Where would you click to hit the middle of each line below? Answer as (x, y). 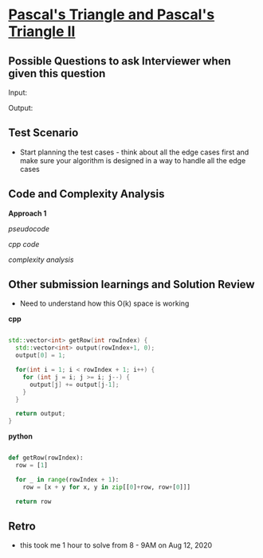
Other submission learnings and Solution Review (131, 285)
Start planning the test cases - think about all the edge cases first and (134, 152)
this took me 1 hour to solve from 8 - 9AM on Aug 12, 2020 (116, 545)
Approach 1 (27, 213)
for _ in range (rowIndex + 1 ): (67, 479)
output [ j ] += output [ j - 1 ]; (74, 384)
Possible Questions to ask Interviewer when (120, 61)
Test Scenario (43, 133)
